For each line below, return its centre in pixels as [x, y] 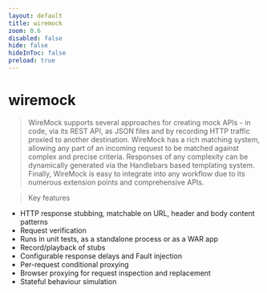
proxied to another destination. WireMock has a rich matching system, [144, 139]
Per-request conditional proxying [75, 264]
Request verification [53, 230]
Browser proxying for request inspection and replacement [115, 273]
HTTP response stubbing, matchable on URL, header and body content [137, 213]
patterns [34, 222]
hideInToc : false [37, 53]
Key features [49, 197]
